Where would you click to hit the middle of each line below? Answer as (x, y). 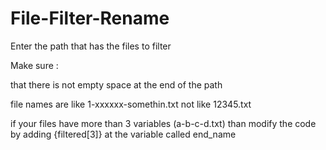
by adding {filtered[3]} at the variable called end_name (123, 134)
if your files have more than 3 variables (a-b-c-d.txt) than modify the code (163, 123)
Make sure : (34, 65)
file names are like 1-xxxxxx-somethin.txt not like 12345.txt (131, 104)
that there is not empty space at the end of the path (116, 84)
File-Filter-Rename (90, 18)
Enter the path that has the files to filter (91, 46)
